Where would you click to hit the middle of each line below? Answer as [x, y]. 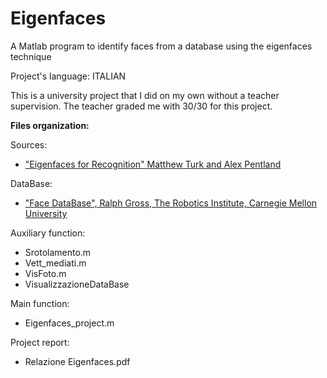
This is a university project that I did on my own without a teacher [145, 95]
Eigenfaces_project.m [69, 323]
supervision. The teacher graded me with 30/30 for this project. [141, 106]
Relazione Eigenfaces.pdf [77, 361]
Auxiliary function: [48, 233]
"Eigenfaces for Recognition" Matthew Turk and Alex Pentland [153, 164]
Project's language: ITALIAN [68, 76]
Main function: [40, 303]
